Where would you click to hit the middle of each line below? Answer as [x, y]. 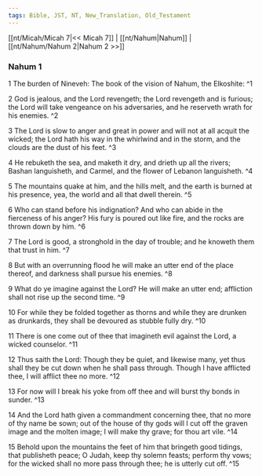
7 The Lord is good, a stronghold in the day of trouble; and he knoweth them [131, 241]
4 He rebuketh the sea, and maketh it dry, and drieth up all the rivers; [120, 163]
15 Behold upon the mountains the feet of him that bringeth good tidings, [126, 447]
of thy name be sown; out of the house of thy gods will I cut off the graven [128, 423]
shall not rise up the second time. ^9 [67, 297]
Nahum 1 [25, 66]
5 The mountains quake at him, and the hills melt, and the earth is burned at [130, 186]
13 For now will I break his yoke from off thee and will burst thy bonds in [124, 391]
